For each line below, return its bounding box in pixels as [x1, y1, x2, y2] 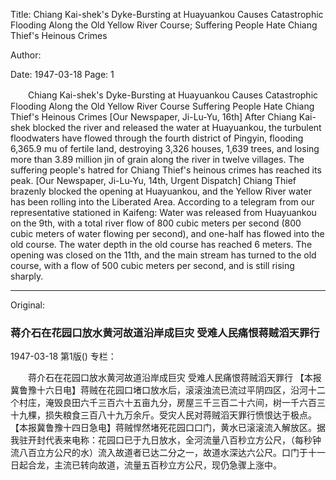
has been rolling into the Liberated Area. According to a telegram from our [10, 196, 315, 208]
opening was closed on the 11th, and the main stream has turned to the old [10, 249, 317, 261]
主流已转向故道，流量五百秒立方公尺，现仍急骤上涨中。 [53, 459, 282, 471]
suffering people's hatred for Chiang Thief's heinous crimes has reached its [10, 164, 322, 176]
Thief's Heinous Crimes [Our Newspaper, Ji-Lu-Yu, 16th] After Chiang [10, 111, 297, 123]
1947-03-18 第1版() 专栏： [10, 350, 117, 363]
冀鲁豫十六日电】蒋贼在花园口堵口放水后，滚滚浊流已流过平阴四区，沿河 [10, 384, 308, 396]
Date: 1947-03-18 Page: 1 [10, 69, 115, 80]
